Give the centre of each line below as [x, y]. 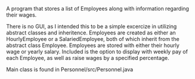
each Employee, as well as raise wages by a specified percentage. [88, 58]
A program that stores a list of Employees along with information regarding [98, 9]
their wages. [21, 15]
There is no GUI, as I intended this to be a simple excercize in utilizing [92, 26]
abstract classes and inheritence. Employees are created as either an [91, 33]
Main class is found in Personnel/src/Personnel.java [70, 69]
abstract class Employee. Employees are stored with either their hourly [93, 45]
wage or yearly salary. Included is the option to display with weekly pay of [97, 52]
